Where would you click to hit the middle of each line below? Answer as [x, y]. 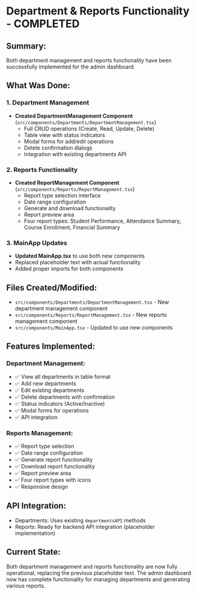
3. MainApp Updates [37, 243]
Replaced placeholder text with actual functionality [78, 262]
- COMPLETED [43, 24]
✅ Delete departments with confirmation [65, 397]
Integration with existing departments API [75, 154]
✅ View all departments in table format [63, 376]
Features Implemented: [51, 346]
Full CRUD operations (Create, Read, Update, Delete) [89, 128]
